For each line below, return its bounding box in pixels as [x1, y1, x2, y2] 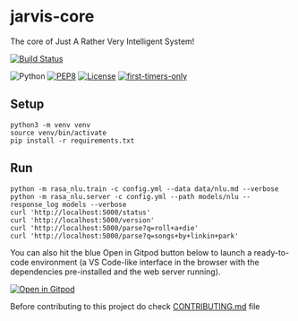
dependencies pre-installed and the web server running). [10, 266, 221, 277]
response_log [10, 200, 59, 209]
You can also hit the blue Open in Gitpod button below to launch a [10, 247, 252, 257]
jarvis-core [10, 6, 95, 27]
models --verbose [62, 200, 127, 209]
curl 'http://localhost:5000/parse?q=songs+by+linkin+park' [10, 231, 240, 240]
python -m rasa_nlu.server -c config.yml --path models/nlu [10, 192, 240, 201]
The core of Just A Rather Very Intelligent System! [10, 36, 195, 47]
